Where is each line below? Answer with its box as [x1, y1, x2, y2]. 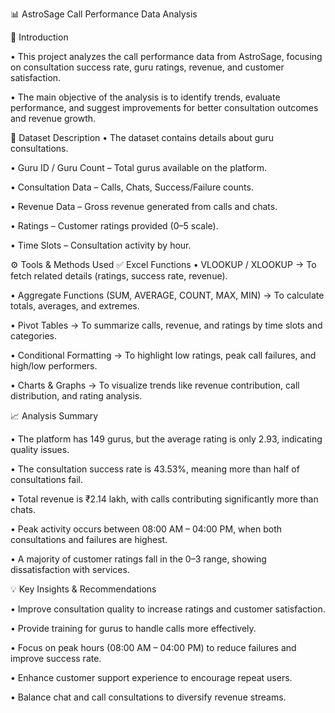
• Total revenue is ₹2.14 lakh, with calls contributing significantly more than [10, 493, 319, 505]
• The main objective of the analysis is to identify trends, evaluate [10, 91, 281, 103]
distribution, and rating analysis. [10, 390, 143, 402]
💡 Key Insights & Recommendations [10, 583, 157, 595]
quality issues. [10, 444, 70, 455]
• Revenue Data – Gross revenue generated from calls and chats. [10, 201, 278, 212]
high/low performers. [10, 360, 98, 372]
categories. [10, 330, 57, 342]
